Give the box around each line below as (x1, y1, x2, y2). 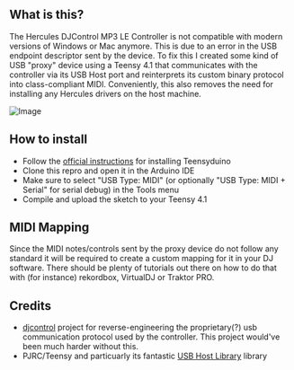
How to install (9, 132, 88, 147)
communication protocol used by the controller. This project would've (22, 331, 281, 342)
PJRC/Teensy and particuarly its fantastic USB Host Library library (22, 350, 268, 362)
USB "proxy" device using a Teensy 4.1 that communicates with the (9, 59, 258, 70)
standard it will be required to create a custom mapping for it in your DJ (9, 253, 274, 264)
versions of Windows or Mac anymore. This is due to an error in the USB (9, 40, 277, 51)
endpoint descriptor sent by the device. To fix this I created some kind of (9, 49, 279, 61)
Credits (9, 298, 52, 313)
